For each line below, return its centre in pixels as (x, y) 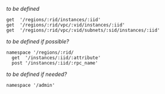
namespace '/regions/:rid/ (40, 52)
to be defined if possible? (38, 41)
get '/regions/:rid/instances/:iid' (54, 20)
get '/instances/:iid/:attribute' (56, 58)
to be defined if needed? (37, 74)
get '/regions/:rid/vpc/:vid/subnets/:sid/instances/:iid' (83, 30)
